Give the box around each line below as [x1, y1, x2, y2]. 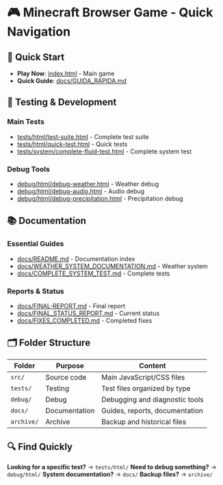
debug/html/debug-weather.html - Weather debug [16, 179, 159, 188]
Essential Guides [7, 239, 64, 249]
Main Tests [7, 117, 44, 127]
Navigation [7, 24, 70, 40]
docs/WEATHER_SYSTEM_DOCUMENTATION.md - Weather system [16, 262, 209, 270]
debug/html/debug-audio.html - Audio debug [16, 187, 145, 195]
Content [139, 360, 166, 370]
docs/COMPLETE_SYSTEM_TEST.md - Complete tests [16, 269, 170, 277]
